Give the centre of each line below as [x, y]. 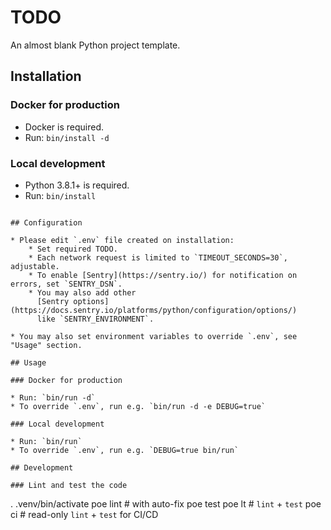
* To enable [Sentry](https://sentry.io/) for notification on [163, 275]
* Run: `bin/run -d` [53, 397]
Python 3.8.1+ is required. [77, 185]
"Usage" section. [46, 345]
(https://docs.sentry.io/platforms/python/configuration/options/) [154, 310]
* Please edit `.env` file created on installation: [122, 240]
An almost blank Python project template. [95, 45]
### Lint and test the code [69, 485]
